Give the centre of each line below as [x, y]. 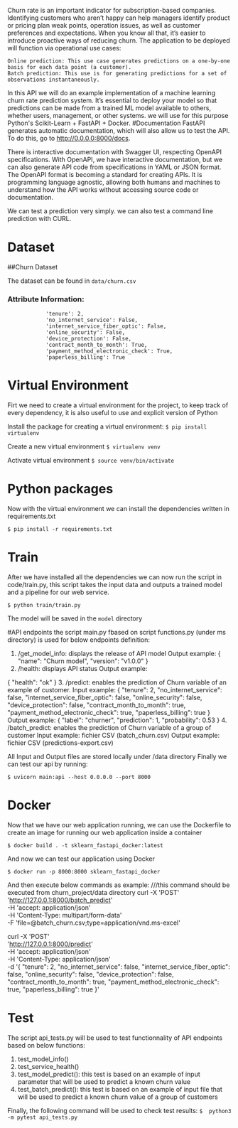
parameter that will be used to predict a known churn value [104, 1081]
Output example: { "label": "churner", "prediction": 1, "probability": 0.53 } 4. [117, 720]
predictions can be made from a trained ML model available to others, [109, 108]
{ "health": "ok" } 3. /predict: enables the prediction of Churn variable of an [117, 682]
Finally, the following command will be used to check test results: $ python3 [119, 1110]
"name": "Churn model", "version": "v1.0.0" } [83, 661]
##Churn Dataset [33, 267]
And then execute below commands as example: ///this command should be [119, 885]
